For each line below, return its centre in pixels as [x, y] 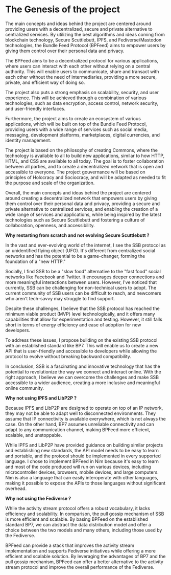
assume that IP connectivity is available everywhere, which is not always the [86, 418]
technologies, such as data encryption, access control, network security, [82, 103]
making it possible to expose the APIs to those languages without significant [86, 483]
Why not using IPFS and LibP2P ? [41, 398]
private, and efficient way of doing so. [45, 82]
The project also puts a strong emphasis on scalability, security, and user [82, 92]
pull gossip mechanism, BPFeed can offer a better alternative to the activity [84, 562]
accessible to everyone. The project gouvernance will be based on [75, 172]
